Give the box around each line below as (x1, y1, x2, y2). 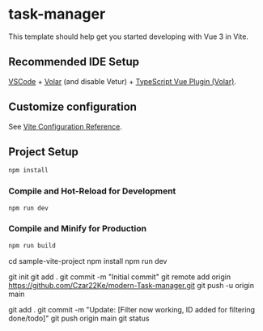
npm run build (8, 241, 57, 249)
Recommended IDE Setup (8, 55, 140, 69)
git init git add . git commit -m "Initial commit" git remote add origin (8, 272, 231, 282)
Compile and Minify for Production (8, 223, 147, 235)
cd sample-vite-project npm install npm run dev (8, 256, 168, 265)
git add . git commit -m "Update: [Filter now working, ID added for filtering (8, 304, 256, 314)
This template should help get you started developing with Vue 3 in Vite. (8, 32, 249, 41)
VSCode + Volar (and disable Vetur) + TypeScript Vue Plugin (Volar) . (8, 76, 237, 86)
